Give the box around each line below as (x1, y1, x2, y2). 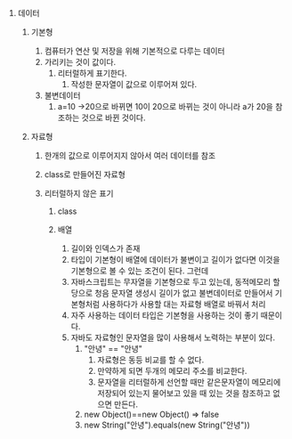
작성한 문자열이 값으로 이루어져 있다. (70, 79, 198, 89)
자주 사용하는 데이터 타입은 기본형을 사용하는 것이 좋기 (70, 310, 259, 321)
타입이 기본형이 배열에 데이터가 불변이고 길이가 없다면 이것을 (70, 255, 280, 264)
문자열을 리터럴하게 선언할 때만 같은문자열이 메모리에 (97, 377, 281, 387)
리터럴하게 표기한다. (57, 68, 127, 78)
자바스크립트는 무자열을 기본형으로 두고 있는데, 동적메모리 (70, 277, 272, 287)
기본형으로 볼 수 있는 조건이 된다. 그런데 (70, 265, 209, 276)
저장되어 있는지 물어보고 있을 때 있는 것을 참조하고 (97, 388, 272, 398)
